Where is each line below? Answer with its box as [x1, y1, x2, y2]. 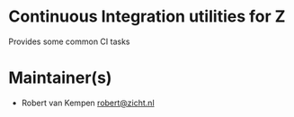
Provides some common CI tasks [8, 36, 130, 47]
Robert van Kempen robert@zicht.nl [21, 97, 155, 108]
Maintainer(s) [8, 67, 112, 88]
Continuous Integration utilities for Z [8, 6, 286, 27]
